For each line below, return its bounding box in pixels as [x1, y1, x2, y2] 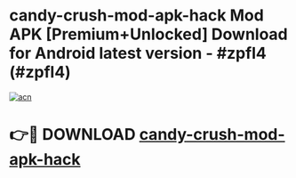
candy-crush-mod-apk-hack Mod [9, 5, 264, 26]
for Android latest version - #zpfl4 [9, 44, 267, 63]
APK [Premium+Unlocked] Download [9, 24, 289, 44]
